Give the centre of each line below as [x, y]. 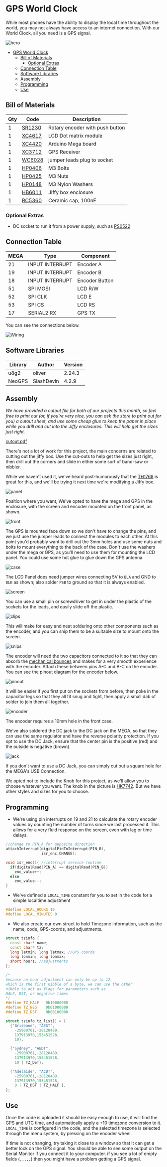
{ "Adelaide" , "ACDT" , [33, 1071]
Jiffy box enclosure [71, 192]
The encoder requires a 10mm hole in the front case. [59, 721]
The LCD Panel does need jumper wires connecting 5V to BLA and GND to [81, 577]
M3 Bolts [59, 168]
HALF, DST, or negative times [37, 994]
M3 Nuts [58, 176]
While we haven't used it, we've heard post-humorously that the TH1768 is [82, 477]
